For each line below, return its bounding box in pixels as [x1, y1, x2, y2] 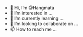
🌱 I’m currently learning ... [10, 15, 64, 21]
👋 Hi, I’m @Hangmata [10, 5, 54, 10]
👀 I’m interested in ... [10, 10, 53, 16]
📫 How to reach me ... [10, 26, 57, 32]
